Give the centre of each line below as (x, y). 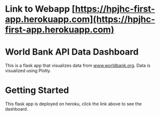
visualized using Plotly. (28, 71)
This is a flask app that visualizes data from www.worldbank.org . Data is (78, 66)
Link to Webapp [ (40, 9)
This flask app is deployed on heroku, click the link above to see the (73, 104)
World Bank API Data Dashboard (72, 52)
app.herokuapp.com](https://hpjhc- (80, 19)
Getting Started (37, 90)
